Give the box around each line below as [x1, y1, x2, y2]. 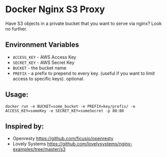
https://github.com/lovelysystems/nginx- [47, 141, 133, 147]
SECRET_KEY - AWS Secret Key [12, 59, 75, 66]
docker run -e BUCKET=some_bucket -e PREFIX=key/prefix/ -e [5, 104, 136, 109]
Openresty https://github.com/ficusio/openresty [12, 136, 114, 142]
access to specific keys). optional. [12, 75, 85, 82]
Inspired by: [5, 122, 44, 131]
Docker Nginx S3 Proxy [5, 4, 105, 15]
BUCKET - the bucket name [12, 65, 67, 71]
